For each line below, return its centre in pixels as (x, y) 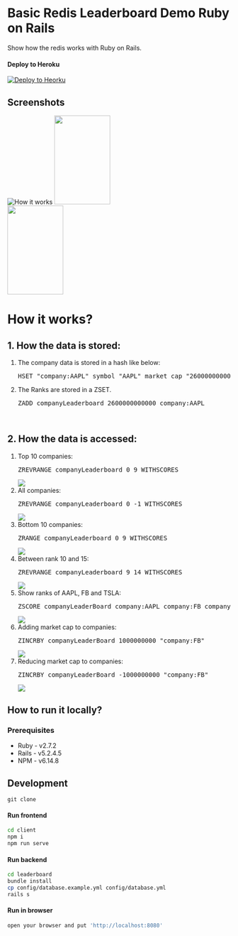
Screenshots (36, 102)
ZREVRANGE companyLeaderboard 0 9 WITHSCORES (98, 469)
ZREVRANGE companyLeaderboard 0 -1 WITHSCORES (100, 504)
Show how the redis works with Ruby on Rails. (74, 48)
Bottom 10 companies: (50, 524)
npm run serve (28, 844)
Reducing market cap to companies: (70, 661)
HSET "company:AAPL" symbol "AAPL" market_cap (100, 376)
